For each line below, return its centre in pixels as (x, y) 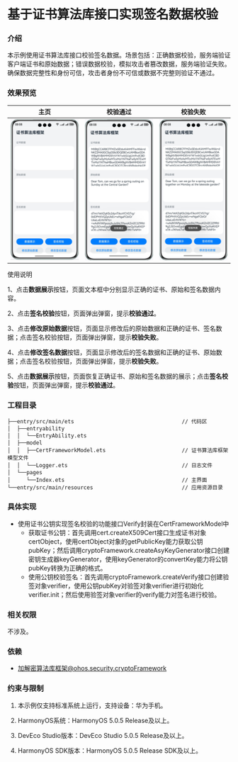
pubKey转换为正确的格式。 (67, 568)
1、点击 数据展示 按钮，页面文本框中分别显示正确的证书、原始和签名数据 (111, 290)
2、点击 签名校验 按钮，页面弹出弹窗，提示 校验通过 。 (84, 313)
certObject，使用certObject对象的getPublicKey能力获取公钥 (115, 541)
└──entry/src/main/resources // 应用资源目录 (115, 488)
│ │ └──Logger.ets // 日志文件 (110, 466)
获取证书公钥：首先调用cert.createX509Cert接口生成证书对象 (117, 532)
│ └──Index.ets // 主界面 (107, 480)
